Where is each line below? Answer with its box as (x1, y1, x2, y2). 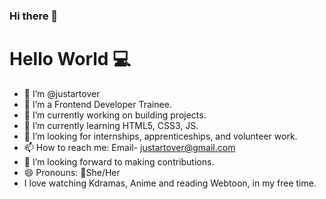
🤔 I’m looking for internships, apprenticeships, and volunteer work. (23, 130, 298, 142)
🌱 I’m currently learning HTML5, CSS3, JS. (23, 119, 199, 131)
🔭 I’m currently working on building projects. (23, 109, 207, 121)
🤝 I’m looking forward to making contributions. (23, 155, 215, 168)
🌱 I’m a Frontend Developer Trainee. (23, 98, 172, 110)
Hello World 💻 (9, 48, 131, 71)
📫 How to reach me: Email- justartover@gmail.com (23, 141, 236, 153)
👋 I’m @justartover (23, 87, 101, 99)
